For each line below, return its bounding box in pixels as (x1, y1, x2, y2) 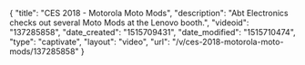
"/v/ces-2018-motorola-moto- (171, 36, 284, 47)
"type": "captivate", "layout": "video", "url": (9, 36, 170, 47)
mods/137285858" (9, 46, 79, 57)
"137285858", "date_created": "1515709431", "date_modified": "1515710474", (9, 27, 296, 37)
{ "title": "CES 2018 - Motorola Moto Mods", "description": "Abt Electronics (9, 8, 289, 18)
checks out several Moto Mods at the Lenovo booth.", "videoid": (9, 17, 249, 28)
